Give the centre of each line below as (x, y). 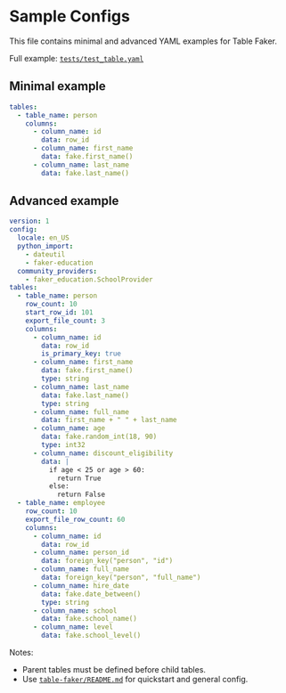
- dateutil (45, 254)
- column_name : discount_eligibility (103, 453)
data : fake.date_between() (91, 594)
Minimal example (58, 86)
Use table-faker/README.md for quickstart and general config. (135, 680)
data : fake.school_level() (91, 636)
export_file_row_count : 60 (75, 519)
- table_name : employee (61, 503)
